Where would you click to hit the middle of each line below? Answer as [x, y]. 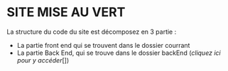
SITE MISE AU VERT [66, 12]
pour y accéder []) [43, 60]
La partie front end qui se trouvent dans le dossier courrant [103, 45]
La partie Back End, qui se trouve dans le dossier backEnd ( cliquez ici [119, 53]
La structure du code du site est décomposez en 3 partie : [92, 32]
